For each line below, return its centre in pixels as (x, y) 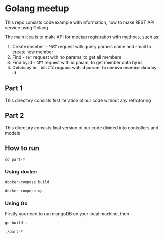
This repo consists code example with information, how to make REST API (80, 22)
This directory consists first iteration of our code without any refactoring (78, 100)
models (13, 133)
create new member (32, 52)
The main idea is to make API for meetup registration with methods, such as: (82, 37)
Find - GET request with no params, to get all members (67, 57)
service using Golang (27, 27)
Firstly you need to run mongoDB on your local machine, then (67, 214)
